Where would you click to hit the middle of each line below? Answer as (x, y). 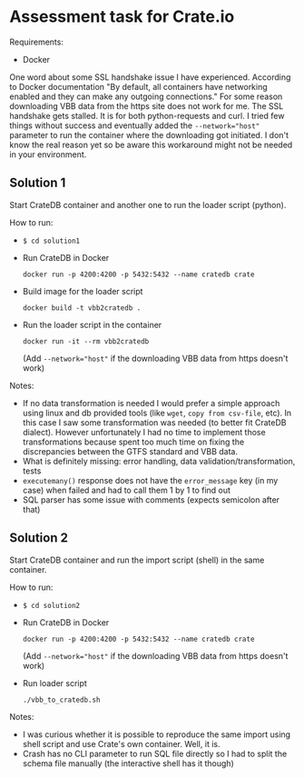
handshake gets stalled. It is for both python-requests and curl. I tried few (147, 115)
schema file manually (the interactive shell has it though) (128, 763)
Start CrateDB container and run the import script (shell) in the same (137, 560)
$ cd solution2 (51, 605)
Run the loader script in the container (92, 324)
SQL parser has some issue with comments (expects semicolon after (151, 499)
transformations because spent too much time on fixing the (133, 442)
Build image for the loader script (83, 291)
